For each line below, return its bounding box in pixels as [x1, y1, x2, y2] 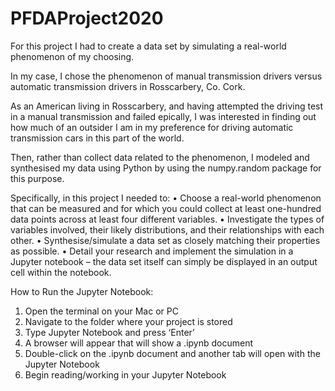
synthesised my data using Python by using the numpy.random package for [10, 162, 322, 174]
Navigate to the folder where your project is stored [24, 315, 233, 327]
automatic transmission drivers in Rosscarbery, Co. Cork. [10, 80, 246, 92]
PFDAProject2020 [10, 7, 164, 30]
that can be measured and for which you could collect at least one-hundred [10, 202, 322, 214]
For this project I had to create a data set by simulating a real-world [10, 40, 287, 52]
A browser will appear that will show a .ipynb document [24, 337, 254, 349]
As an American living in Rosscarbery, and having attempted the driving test [10, 100, 324, 112]
